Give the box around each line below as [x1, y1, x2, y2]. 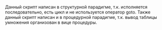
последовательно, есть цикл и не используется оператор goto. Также [5, 9, 151, 15]
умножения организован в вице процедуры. [5, 19, 97, 25]
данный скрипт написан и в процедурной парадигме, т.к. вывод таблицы [5, 15, 157, 20]
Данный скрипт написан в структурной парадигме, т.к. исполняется [5, 4, 147, 10]
